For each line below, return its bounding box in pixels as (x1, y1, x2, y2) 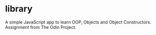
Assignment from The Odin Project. (5, 24, 77, 30)
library (5, 3, 33, 14)
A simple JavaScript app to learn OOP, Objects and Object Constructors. (5, 19, 152, 25)
